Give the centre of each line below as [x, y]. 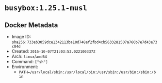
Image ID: [21, 37]
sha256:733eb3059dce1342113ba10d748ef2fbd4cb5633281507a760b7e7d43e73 [84, 42]
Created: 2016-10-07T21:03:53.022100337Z [53, 51]
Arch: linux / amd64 [29, 56]
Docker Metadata [31, 25]
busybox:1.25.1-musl [46, 8]
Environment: [25, 67]
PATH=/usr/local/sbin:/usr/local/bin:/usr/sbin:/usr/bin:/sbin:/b [87, 72]
